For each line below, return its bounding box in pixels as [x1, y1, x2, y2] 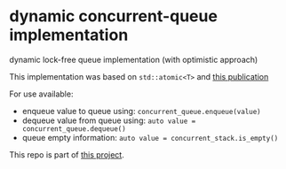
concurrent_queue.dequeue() [21, 124, 126, 134]
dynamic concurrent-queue [9, 6, 218, 27]
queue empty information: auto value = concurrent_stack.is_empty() [21, 132, 279, 142]
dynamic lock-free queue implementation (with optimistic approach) [9, 54, 258, 65]
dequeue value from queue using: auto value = [21, 115, 196, 126]
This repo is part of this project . [9, 149, 124, 160]
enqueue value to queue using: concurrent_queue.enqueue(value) [21, 105, 262, 116]
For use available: [9, 88, 74, 99]
